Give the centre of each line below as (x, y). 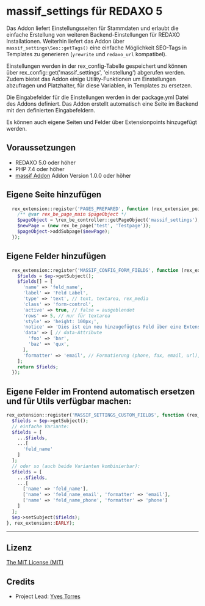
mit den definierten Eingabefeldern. (51, 110)
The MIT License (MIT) (35, 563)
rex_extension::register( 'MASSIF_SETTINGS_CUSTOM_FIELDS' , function (95, 415)
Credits (21, 582)
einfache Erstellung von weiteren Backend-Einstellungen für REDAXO (93, 34)
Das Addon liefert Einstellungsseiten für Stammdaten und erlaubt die (92, 28)
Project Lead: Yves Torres (48, 596)
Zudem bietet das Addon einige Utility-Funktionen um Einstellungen (91, 79)
